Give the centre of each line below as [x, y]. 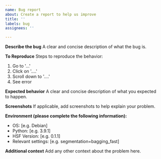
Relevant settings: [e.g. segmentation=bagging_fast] [66, 142]
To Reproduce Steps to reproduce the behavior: [54, 56]
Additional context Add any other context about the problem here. [73, 151]
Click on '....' [25, 71]
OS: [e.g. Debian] [30, 126]
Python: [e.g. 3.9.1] [31, 131]
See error [22, 82]
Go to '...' [21, 66]
